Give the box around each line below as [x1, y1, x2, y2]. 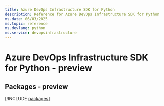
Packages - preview [5, 82, 68, 91]
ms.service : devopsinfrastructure [5, 30, 77, 35]
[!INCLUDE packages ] [5, 96, 50, 101]
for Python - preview [5, 63, 92, 74]
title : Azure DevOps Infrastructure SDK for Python [5, 7, 115, 12]
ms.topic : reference [5, 21, 48, 26]
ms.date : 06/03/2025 [5, 16, 48, 21]
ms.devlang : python [5, 26, 46, 31]
